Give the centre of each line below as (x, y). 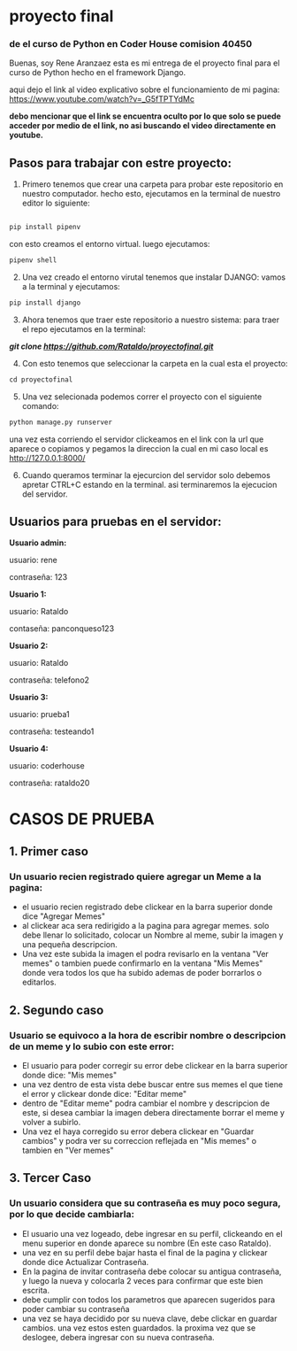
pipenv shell (33, 260)
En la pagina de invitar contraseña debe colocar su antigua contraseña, (152, 1271)
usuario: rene (33, 560)
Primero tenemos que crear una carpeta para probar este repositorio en (152, 184)
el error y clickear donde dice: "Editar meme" (104, 1094)
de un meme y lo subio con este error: (92, 1046)
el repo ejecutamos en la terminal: (84, 328)
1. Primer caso (49, 852)
